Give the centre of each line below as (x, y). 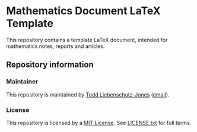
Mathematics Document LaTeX (84, 11)
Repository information (50, 65)
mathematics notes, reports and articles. (55, 46)
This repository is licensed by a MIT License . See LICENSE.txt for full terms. (99, 123)
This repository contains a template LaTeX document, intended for (87, 40)
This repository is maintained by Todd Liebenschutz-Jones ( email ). (88, 94)
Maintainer (22, 82)
